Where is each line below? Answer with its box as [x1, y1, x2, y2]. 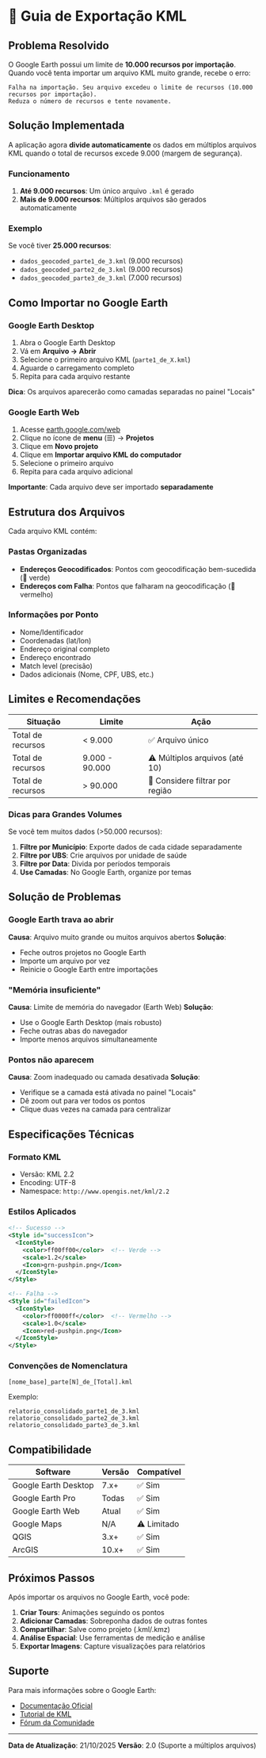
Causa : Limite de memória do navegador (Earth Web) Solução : [8, 1002, 214, 1011]
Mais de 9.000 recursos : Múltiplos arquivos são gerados [19, 194, 207, 205]
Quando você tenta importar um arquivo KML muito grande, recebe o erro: [8, 68, 251, 78]
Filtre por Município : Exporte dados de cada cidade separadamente [19, 842, 243, 851]
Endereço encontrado [19, 652, 91, 662]
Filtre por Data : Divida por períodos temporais [19, 858, 171, 868]
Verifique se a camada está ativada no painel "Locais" [19, 1088, 196, 1097]
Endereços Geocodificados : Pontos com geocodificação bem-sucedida [19, 564, 256, 574]
